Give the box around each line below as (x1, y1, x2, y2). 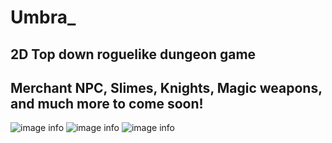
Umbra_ (10, 6, 77, 29)
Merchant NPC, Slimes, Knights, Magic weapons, (10, 79, 323, 96)
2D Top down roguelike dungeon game (10, 46, 257, 63)
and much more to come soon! (10, 95, 204, 112)
